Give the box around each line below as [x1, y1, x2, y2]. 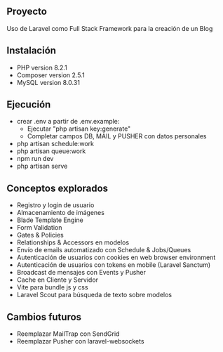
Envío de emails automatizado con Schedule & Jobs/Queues [16, 246, 191, 254]
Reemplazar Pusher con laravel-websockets [16, 337, 144, 346]
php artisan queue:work [16, 147, 86, 155]
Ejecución [6, 98, 51, 111]
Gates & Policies [16, 231, 64, 240]
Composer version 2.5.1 [16, 70, 85, 79]
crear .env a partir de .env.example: [16, 117, 120, 126]
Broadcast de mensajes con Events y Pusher [16, 268, 147, 277]
